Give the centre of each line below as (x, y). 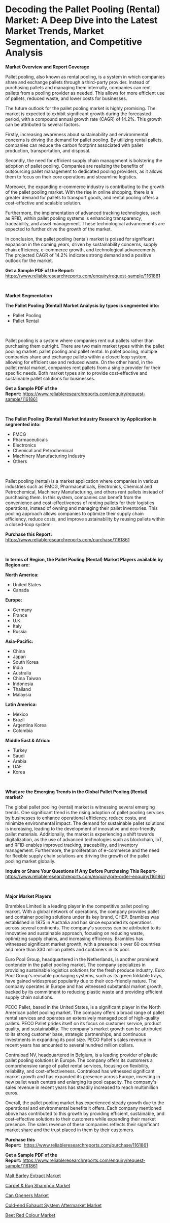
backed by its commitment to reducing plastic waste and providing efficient (84, 992)
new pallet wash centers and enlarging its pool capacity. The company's (81, 1082)
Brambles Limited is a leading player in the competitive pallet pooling (77, 906)
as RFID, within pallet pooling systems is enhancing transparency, (74, 218)
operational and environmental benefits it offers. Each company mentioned (83, 1108)
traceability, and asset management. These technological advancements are (85, 223)
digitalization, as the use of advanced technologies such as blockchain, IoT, (84, 839)
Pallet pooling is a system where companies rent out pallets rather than (79, 341)
